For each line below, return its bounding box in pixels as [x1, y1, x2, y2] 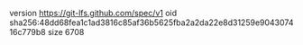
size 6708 [48, 27, 85, 37]
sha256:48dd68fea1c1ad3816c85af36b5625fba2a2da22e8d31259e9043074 [9, 17, 294, 28]
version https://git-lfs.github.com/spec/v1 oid [9, 8, 178, 18]
